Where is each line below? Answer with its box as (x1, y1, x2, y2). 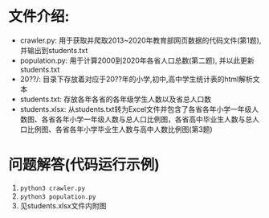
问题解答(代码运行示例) (8, 156, 161, 174)
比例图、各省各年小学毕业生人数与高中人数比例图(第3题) (26, 124, 213, 134)
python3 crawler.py (19, 184, 86, 192)
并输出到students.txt (19, 45, 88, 55)
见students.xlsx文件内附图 (19, 200, 107, 210)
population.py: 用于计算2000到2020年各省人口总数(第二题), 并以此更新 (19, 56, 255, 65)
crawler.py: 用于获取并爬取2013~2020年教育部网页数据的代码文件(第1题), (19, 35, 262, 45)
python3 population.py (19, 192, 96, 201)
